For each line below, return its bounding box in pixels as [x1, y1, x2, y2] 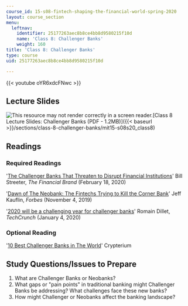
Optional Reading [6, 228, 57, 237]
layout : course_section [6, 14, 64, 20]
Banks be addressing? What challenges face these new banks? [14, 287, 168, 294]
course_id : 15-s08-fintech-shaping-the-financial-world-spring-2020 [6, 8, 177, 15]
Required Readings [6, 159, 61, 167]
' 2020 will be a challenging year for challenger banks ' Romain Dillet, [6, 208, 170, 215]
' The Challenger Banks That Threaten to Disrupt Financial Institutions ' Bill [6, 172, 183, 179]
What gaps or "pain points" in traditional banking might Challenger [14, 281, 175, 288]
